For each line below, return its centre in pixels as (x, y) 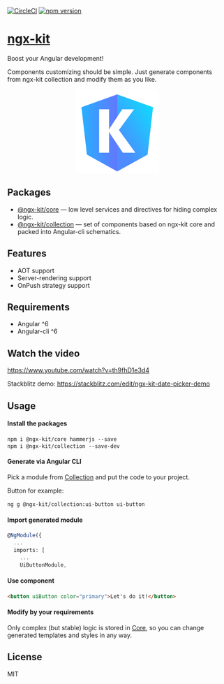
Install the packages (37, 423)
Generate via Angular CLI (44, 462)
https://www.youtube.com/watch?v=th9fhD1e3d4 (79, 370)
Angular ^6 (33, 324)
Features (27, 254)
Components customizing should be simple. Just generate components (110, 72)
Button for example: (36, 490)
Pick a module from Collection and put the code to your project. (99, 477)
